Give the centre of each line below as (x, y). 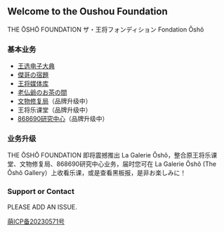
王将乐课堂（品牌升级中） (54, 110)
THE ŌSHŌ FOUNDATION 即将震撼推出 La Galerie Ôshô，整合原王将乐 (109, 155)
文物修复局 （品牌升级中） (54, 101)
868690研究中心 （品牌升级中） (63, 119)
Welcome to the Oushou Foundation (87, 12)
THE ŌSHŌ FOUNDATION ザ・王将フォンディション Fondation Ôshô (106, 29)
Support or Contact (41, 191)
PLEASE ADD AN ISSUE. (42, 207)
